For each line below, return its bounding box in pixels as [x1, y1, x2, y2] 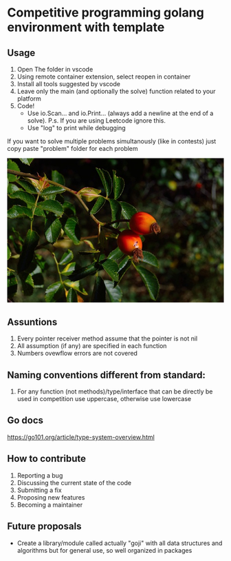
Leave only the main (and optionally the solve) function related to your [16, 88, 216, 95]
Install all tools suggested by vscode [16, 80, 120, 88]
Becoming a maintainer [16, 500, 83, 509]
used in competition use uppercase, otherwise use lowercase [16, 395, 191, 403]
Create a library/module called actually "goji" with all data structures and [16, 539, 223, 547]
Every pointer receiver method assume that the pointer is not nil [16, 334, 198, 343]
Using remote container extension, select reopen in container [16, 72, 191, 81]
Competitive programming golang [7, 5, 204, 21]
